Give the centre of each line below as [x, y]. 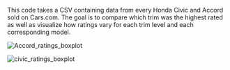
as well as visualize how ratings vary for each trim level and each [100, 25]
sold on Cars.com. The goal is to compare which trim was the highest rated [115, 17]
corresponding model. [39, 32]
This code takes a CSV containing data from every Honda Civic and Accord [115, 10]
